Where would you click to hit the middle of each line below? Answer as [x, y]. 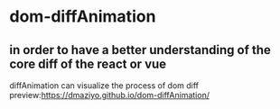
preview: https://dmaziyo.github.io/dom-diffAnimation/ [110, 95]
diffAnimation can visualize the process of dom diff [104, 86]
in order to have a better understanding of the [140, 50]
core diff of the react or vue [88, 64]
